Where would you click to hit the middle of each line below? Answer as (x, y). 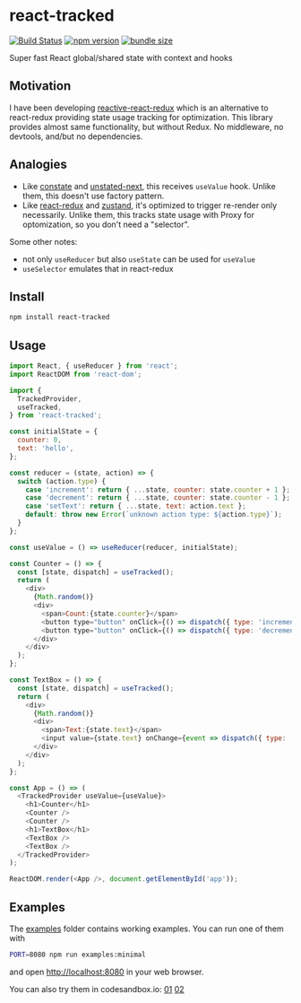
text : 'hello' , (46, 449)
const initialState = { (54, 432)
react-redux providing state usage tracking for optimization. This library (141, 117)
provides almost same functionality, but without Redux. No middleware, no (146, 126)
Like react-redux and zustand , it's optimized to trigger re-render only (150, 205)
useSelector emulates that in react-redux (98, 268)
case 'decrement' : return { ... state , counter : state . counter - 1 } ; (158, 498)
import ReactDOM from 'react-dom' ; (76, 374)
